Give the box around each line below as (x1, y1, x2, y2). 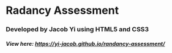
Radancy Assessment (6, 4, 119, 17)
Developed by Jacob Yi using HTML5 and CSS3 (6, 25, 149, 34)
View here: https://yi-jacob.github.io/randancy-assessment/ (6, 40, 165, 47)
